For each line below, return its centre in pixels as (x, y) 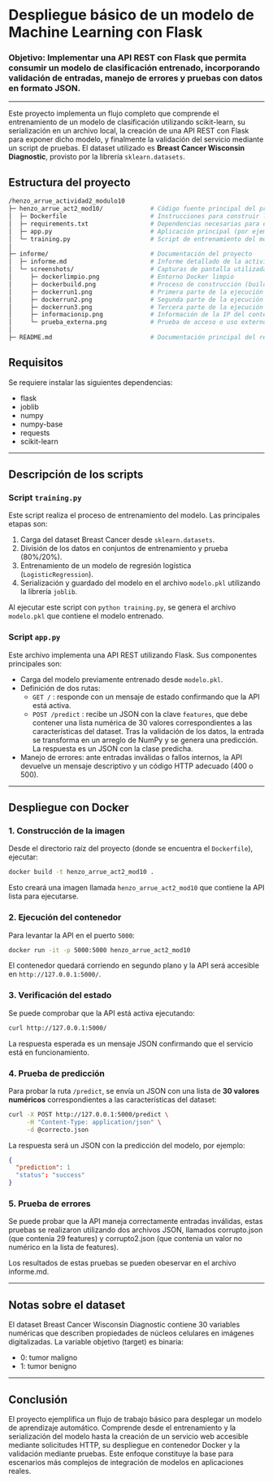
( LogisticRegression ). (56, 575)
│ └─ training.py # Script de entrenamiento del (132, 239)
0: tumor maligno (49, 1357)
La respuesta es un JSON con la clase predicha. (113, 748)
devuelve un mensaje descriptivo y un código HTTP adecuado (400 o (136, 766)
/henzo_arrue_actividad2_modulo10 (67, 201)
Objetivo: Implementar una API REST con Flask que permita (128, 58)
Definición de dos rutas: (60, 688)
